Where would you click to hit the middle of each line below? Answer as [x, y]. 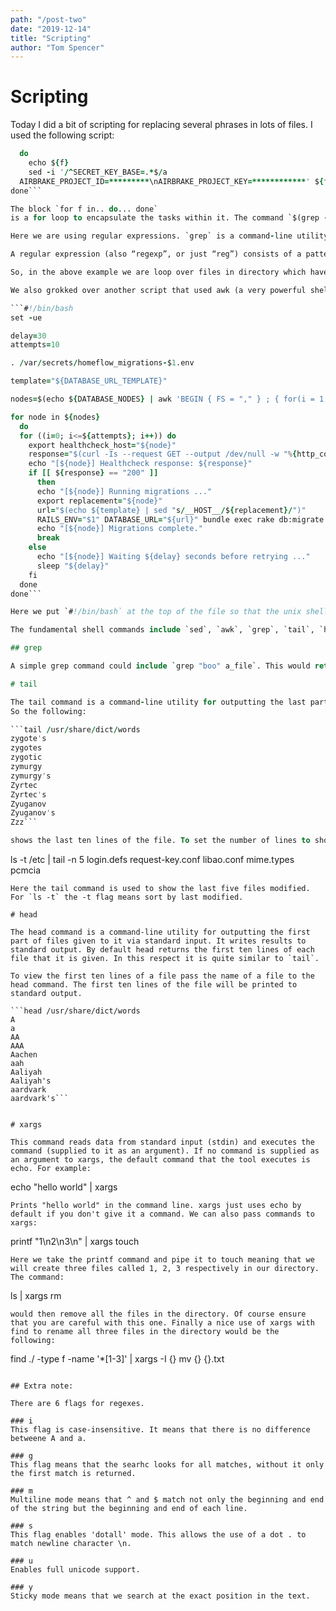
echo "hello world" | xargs [64, 1187]
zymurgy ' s [31, 776]
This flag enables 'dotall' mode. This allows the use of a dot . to [158, 1535]
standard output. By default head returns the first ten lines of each [162, 950]
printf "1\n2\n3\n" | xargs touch [75, 1242]
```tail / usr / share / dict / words [75, 729]
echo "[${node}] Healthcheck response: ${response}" [140, 464]
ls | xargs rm [36, 1296]
